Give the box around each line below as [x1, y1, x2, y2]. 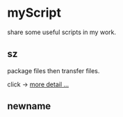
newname [7, 100, 51, 112]
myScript [7, 5, 61, 21]
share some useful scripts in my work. [7, 28, 117, 36]
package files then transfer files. [7, 66, 100, 75]
